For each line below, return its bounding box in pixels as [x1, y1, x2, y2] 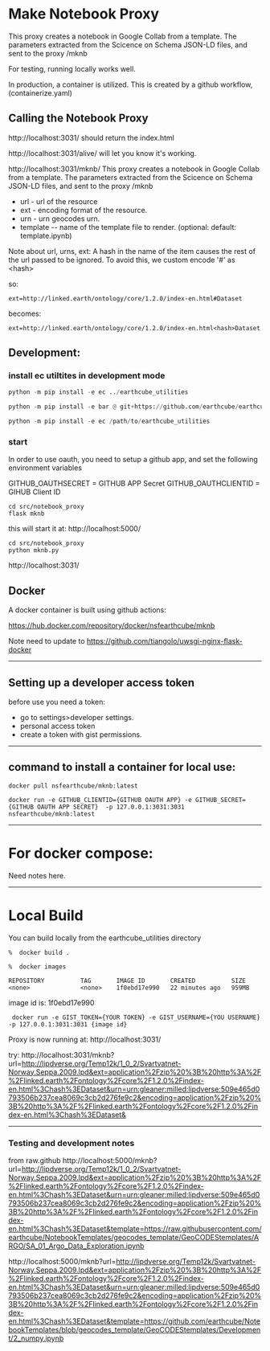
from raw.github [8, 1155, 62, 1165]
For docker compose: [8, 844, 154, 862]
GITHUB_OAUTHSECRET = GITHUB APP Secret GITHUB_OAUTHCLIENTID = [8, 479, 260, 489]
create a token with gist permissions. [19, 729, 142, 739]
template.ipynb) [19, 231, 72, 240]
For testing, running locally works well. [8, 63, 137, 73]
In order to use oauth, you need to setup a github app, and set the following [8, 455, 259, 465]
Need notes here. [8, 870, 66, 880]
